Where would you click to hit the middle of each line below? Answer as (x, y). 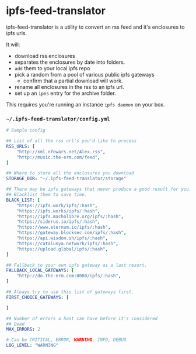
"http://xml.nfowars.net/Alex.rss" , (61, 152)
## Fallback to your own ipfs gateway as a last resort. (77, 265)
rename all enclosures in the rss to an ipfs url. (69, 87)
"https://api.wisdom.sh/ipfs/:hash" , (62, 238)
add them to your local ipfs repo (52, 68)
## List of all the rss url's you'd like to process (71, 141)
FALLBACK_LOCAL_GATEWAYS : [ (40, 270)
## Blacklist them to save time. (47, 195)
